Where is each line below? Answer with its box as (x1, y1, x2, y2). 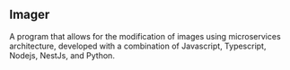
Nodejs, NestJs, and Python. (9, 49, 115, 61)
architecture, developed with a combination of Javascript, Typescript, (9, 40, 267, 51)
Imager (9, 7, 50, 22)
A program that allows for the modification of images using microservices (9, 31, 281, 41)
